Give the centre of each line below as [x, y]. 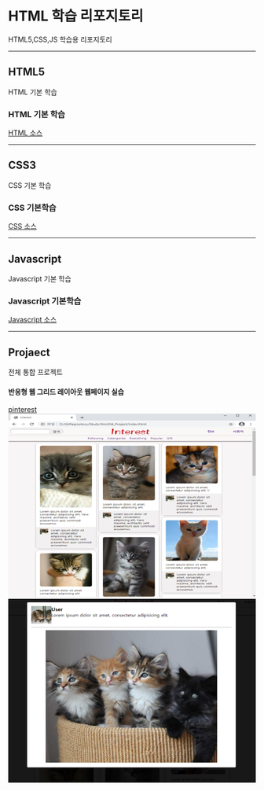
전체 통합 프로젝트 [35, 372]
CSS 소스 [22, 226]
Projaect [29, 352]
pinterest [23, 410]
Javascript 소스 [33, 320]
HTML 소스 [26, 133]
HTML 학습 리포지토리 [76, 16]
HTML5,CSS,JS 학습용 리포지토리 [60, 39]
